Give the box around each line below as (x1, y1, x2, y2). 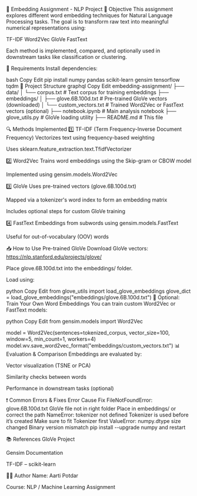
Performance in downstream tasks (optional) (6, 385, 114, 392)
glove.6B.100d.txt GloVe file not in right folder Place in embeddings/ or (6, 405, 176, 412)
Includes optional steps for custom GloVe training (6, 208, 125, 214)
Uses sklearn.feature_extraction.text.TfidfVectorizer (6, 146, 132, 153)
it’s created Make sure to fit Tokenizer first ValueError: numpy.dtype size (6, 418, 181, 424)
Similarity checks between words (6, 373, 87, 380)
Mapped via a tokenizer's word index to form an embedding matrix (6, 196, 168, 203)
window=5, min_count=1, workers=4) (6, 336, 96, 342)
